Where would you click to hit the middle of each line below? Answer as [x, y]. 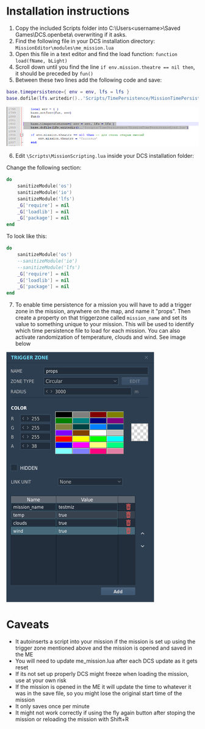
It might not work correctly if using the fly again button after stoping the [105, 713]
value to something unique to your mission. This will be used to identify [104, 324]
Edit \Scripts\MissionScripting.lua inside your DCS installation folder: [104, 156]
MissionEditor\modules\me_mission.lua [64, 48]
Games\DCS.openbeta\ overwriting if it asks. [71, 34]
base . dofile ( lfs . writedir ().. [45, 98]
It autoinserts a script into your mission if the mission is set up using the [105, 642]
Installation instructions [68, 11]
